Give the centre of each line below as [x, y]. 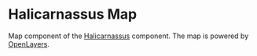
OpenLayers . [29, 44]
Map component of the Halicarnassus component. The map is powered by [128, 36]
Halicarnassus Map [73, 14]
